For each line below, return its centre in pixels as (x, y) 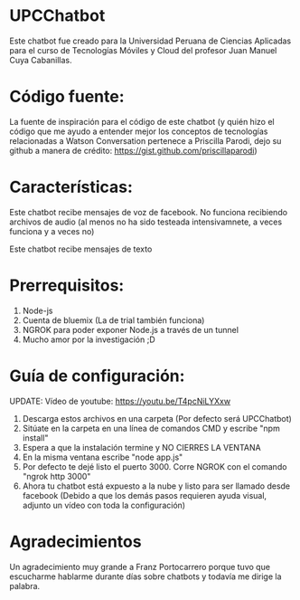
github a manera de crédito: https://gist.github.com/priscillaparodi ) (133, 150)
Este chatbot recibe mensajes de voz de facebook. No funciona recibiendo (148, 212)
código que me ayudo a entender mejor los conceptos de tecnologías (139, 131)
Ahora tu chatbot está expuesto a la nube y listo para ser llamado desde (156, 486)
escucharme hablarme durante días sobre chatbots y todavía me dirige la (145, 576)
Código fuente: (67, 97)
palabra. (25, 586)
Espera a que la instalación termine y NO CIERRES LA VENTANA (141, 447)
